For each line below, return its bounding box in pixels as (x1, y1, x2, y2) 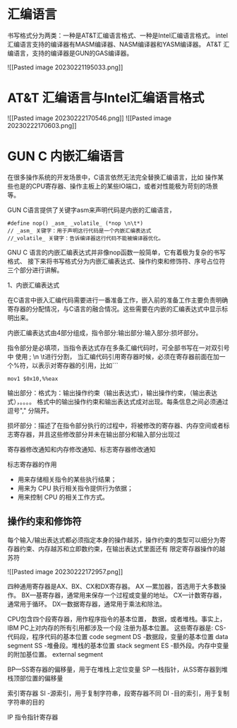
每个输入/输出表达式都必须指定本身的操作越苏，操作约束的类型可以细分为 (7, 535, 220, 544)
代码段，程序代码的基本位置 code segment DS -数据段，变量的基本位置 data (7, 632, 229, 640)
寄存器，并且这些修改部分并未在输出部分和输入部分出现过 (13, 430, 181, 438)
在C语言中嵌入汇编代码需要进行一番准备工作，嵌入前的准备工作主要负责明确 (7, 295, 229, 304)
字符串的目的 (7, 698, 44, 706)
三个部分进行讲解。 (7, 266, 63, 274)
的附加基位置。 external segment (7, 650, 104, 658)
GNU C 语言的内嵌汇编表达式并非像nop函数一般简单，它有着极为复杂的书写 (7, 248, 226, 257)
